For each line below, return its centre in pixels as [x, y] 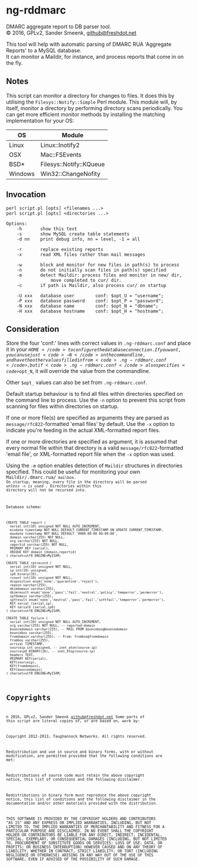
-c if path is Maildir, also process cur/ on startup [91, 285]
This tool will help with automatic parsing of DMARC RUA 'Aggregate [89, 44]
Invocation [26, 195]
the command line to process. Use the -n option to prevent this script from [96, 400]
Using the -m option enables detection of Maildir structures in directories [94, 466]
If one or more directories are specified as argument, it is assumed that [92, 442]
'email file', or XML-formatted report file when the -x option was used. [91, 454]
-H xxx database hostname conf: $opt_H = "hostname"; [90, 311]
